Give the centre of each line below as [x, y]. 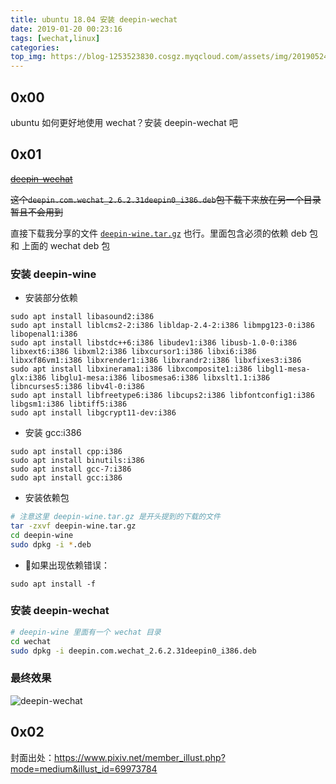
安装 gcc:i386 [53, 433]
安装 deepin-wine [53, 274]
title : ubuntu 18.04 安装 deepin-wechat [94, 19]
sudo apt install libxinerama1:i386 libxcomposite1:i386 [131, 369]
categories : [35, 47]
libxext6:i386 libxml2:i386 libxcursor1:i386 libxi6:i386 [133, 352]
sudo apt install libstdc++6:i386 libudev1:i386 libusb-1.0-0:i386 [154, 343]
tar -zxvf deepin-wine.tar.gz [73, 526]
